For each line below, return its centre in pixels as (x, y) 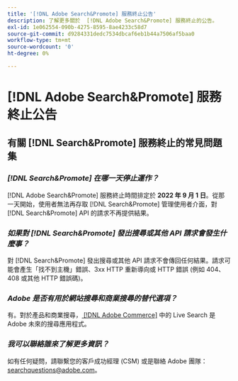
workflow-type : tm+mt (39, 40)
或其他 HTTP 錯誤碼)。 (54, 278)
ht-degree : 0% (28, 54)
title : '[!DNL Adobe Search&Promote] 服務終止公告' (82, 14)
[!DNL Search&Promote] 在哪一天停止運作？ (83, 178)
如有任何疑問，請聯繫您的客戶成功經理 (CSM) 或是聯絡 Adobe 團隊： (107, 361)
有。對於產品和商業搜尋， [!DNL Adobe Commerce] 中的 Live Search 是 (112, 315)
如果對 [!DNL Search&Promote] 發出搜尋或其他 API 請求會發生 (113, 233)
